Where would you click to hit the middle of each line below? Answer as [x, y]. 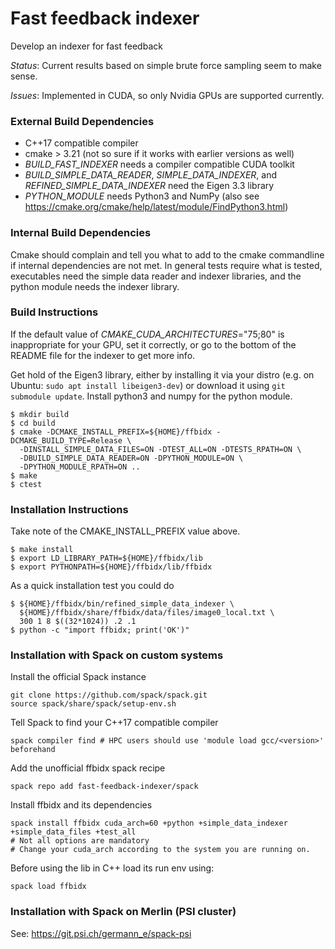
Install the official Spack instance [78, 677]
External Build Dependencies [82, 121]
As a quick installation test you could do [92, 586]
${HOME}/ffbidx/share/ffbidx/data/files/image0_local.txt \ [147, 613]
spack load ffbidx [48, 887]
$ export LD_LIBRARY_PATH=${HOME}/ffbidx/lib [106, 558]
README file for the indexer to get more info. [103, 355]
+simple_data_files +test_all [73, 832]
